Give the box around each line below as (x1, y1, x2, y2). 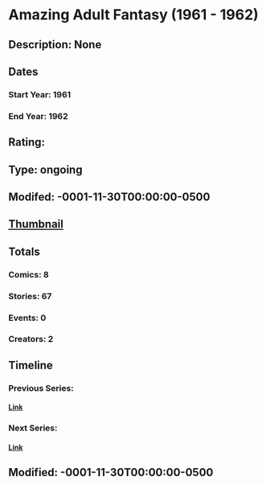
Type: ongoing (8, 162, 83, 176)
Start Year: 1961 (8, 88, 72, 100)
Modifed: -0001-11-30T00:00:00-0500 (8, 190, 211, 203)
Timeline (8, 358, 54, 372)
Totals (8, 245, 40, 258)
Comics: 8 (8, 269, 50, 280)
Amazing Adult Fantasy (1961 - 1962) (8, 6, 259, 24)
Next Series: (8, 422, 58, 434)
